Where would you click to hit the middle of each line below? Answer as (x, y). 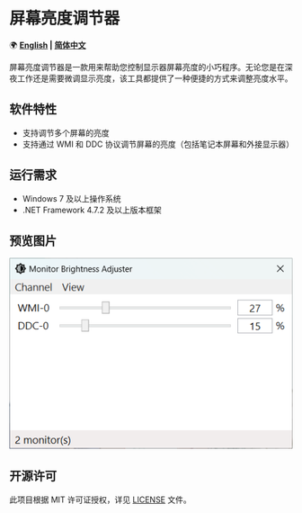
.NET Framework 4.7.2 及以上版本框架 (92, 210)
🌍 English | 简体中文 (48, 45)
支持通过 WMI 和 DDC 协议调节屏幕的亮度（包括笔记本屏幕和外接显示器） (158, 144)
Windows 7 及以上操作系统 (71, 198)
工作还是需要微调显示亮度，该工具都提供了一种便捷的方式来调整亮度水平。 (155, 78)
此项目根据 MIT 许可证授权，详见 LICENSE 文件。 (100, 499)
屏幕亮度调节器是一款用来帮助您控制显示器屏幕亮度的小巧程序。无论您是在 (147, 67)
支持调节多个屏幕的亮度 (66, 132)
